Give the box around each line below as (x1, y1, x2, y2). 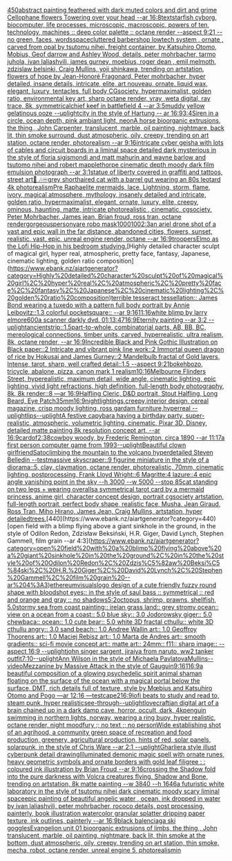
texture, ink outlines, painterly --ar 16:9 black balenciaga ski (7, 817, 176, 824)
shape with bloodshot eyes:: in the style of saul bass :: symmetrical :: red (7, 589, 215, 596)
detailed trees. (7, 514, 47, 523)
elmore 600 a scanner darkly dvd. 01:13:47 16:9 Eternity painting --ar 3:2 (7, 315, 207, 324)
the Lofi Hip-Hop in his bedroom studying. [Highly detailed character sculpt (7, 242, 220, 250)
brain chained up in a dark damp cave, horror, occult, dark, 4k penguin (7, 706, 206, 714)
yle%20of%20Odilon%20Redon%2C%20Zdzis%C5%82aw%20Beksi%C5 (7, 559, 220, 567)
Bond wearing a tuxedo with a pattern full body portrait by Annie (7, 301, 190, 309)
